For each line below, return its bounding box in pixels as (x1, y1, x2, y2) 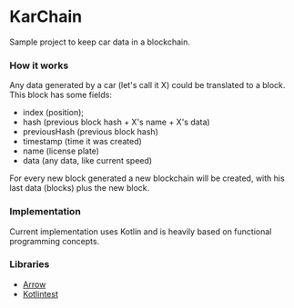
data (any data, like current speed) (22, 155, 153, 166)
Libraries (9, 258, 50, 271)
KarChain (9, 6, 83, 27)
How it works (9, 59, 69, 72)
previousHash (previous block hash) (22, 126, 159, 137)
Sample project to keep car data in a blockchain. (9, 36, 191, 47)
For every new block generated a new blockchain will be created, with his (9, 173, 285, 184)
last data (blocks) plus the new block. (9, 183, 150, 194)
